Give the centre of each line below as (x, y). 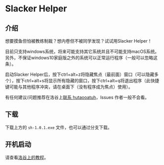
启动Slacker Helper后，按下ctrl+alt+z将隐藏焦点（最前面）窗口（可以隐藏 (80, 74)
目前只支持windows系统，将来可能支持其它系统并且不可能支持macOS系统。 (82, 52)
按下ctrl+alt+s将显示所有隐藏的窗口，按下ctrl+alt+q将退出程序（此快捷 (87, 81)
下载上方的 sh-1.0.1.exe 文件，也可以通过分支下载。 (59, 127)
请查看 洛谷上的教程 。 (27, 157)
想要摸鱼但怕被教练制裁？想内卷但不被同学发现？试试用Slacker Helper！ (79, 41)
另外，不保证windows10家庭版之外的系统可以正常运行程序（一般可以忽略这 (82, 58)
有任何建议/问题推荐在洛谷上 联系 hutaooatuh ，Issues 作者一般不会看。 (77, 97)
